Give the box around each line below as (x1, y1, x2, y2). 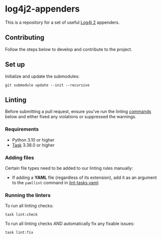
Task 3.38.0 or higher (12, 142, 55, 148)
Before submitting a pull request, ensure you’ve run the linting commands (5, 109, 151, 114)
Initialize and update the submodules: (5, 73, 80, 79)
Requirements (5, 126, 39, 133)
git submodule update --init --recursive (5, 82, 90, 88)
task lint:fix (5, 230, 34, 235)
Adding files (5, 154, 34, 161)
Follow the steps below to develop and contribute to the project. (5, 46, 133, 52)
